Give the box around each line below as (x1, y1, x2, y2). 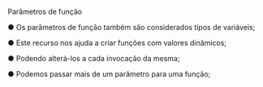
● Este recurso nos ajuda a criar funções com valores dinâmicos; (7, 38, 227, 48)
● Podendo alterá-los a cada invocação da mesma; (7, 54, 180, 63)
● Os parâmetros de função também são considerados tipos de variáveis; (7, 23, 256, 31)
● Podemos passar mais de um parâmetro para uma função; (7, 69, 211, 79)
